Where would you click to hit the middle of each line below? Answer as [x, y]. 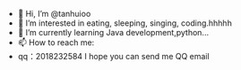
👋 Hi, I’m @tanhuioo [54, 14]
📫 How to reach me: [56, 43]
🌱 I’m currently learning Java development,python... [113, 32]
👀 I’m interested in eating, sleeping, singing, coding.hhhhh [125, 23]
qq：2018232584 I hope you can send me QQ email [113, 56]
